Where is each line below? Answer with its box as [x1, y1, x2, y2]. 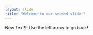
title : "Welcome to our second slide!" [5, 12, 86, 16]
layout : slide [5, 7, 34, 12]
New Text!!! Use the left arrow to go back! [5, 24, 88, 30]
